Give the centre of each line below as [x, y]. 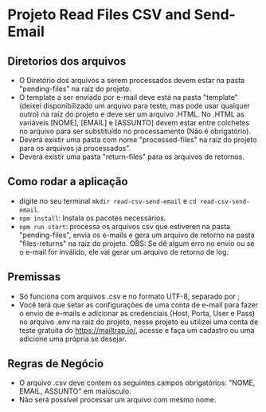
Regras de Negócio [56, 364]
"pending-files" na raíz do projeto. [75, 89]
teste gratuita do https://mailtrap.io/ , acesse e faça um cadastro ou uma [137, 330]
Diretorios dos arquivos [67, 61]
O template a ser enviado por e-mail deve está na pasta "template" [128, 97]
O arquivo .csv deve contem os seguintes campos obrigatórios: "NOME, [137, 383]
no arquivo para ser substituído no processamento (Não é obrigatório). [135, 131]
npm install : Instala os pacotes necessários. [92, 218]
